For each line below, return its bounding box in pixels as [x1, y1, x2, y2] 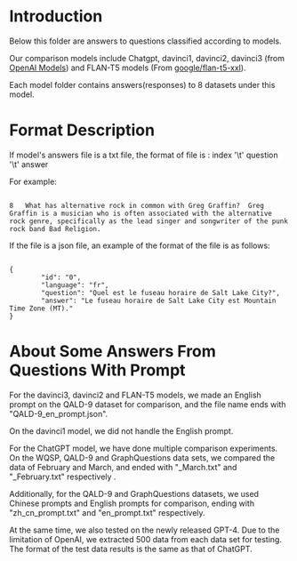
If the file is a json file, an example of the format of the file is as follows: [9, 240, 270, 251]
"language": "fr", [41, 280, 109, 290]
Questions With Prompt [9, 360, 186, 381]
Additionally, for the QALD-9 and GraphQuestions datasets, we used [9, 488, 260, 499]
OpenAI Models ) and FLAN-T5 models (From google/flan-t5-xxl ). [9, 62, 246, 73]
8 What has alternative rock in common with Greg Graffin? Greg [9, 201, 265, 210]
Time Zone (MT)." [9, 304, 74, 313]
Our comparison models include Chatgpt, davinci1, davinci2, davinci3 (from [9, 52, 285, 63]
